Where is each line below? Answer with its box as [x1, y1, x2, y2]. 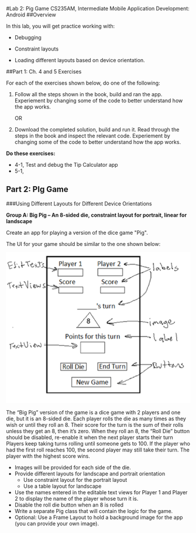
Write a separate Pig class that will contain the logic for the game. [14, 508, 173, 515]
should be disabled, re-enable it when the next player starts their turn [6, 434, 174, 441]
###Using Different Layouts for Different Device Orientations [6, 200, 152, 207]
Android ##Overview [6, 11, 57, 18]
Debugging [14, 34, 42, 41]
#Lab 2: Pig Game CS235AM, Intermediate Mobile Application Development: [6, 5, 190, 12]
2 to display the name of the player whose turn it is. [14, 495, 139, 502]
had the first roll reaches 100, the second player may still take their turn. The [6, 446, 190, 454]
